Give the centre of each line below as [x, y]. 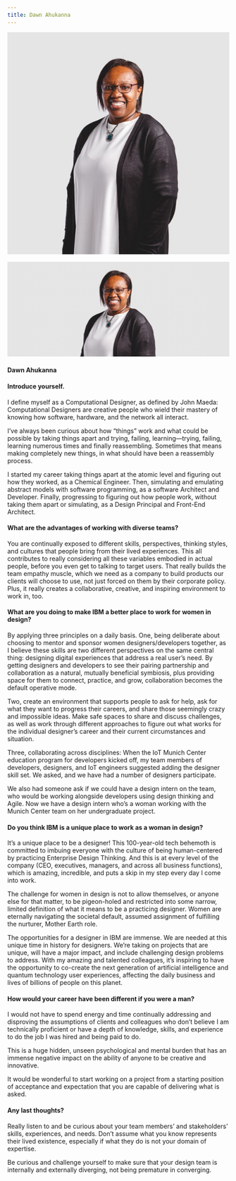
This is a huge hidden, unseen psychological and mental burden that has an [117, 1051]
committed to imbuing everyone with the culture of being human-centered [115, 850]
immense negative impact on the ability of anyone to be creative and [107, 1058]
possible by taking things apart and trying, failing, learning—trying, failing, [114, 438]
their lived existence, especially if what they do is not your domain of [107, 1141]
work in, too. [25, 596]
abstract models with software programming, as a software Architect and [113, 489]
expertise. [22, 1149]
